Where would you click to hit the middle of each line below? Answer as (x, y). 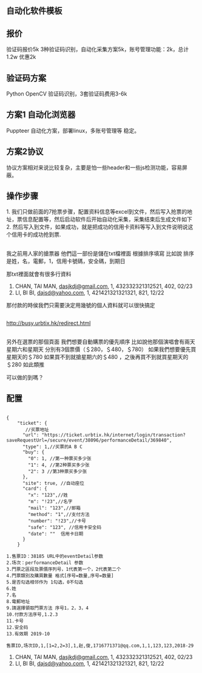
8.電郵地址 (18, 602)
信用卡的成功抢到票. (36, 235)
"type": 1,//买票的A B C (52, 447)
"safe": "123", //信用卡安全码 (65, 528)
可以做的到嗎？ (25, 377)
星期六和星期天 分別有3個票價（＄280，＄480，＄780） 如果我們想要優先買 (101, 349)
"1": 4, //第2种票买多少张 (59, 465)
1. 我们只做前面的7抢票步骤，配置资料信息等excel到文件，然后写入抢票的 (97, 212)
